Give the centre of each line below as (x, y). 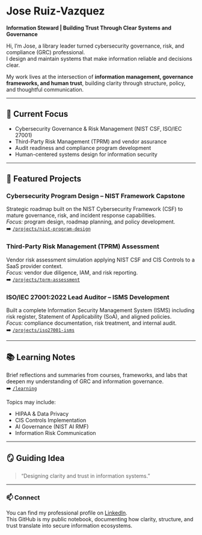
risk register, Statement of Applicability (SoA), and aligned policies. (89, 317)
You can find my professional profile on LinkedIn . (67, 513)
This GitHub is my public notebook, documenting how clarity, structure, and (100, 519)
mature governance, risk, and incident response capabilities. (81, 216)
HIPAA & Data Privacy (42, 413)
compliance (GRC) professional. (46, 52)
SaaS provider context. (35, 266)
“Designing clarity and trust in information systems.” (85, 476)
